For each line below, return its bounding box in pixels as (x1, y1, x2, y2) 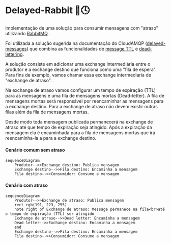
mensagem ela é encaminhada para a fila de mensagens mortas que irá (5, 129, 155, 136)
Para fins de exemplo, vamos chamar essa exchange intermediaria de (5, 71, 152, 78)
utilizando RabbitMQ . (5, 30, 49, 36)
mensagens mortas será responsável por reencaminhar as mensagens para (5, 98, 164, 104)
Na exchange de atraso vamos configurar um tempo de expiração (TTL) (5, 87, 156, 93)
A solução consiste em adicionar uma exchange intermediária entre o (5, 61, 151, 67)
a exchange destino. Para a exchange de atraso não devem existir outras (5, 103, 158, 109)
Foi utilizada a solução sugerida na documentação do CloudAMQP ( (5, 40, 148, 46)
